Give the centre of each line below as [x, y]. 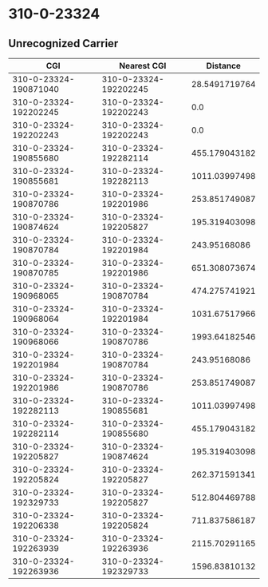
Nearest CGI [143, 66]
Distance [224, 66]
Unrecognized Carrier [63, 44]
